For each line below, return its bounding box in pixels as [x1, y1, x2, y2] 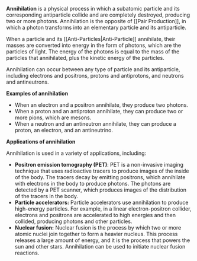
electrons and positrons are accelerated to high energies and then [14, 212, 176, 218]
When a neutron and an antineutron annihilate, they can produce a [14, 120, 176, 127]
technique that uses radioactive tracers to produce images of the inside [14, 167, 189, 174]
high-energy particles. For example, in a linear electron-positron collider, [14, 205, 192, 212]
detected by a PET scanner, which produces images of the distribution [14, 186, 186, 193]
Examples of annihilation [6, 90, 69, 97]
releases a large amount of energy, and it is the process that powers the [14, 237, 190, 244]
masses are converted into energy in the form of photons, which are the [6, 42, 182, 49]
